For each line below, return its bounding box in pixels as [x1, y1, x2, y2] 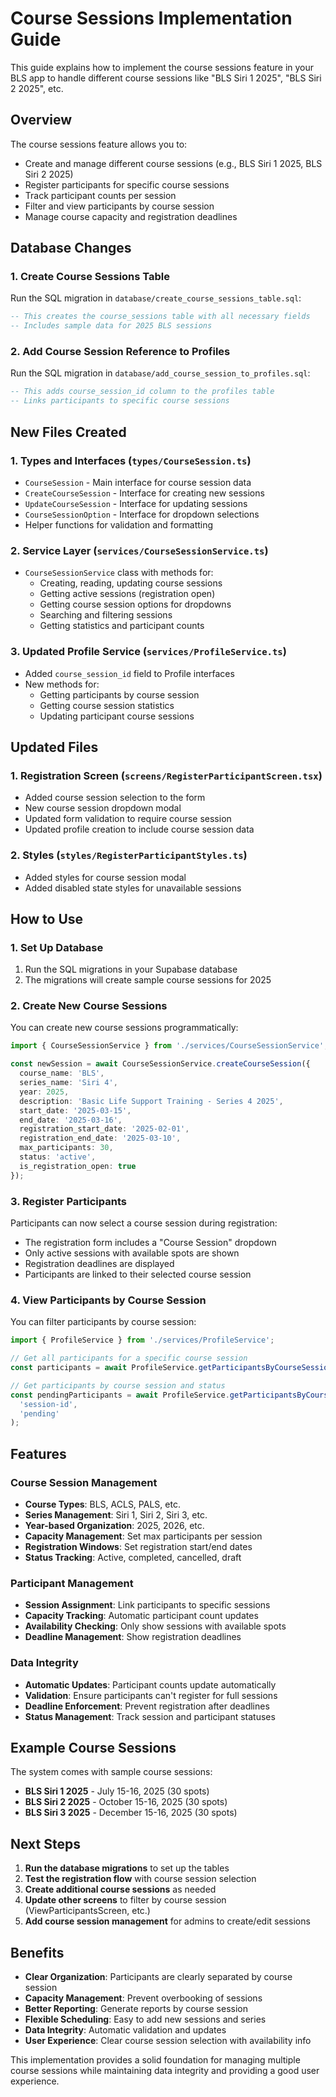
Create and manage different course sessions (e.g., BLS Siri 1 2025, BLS [24, 157, 323, 169]
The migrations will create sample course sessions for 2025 [24, 974, 272, 986]
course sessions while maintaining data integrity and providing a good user [10, 2065, 320, 2077]
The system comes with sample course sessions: [10, 1766, 213, 1778]
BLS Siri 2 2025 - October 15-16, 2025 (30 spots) [24, 1796, 228, 1808]
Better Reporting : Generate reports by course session [24, 2003, 249, 2015]
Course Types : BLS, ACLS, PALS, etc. [24, 1498, 181, 1511]
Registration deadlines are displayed [24, 1258, 175, 1270]
